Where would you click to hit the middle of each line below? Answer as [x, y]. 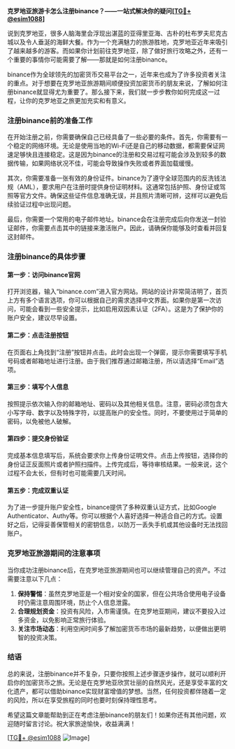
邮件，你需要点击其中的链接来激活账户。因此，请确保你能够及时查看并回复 [120, 228]
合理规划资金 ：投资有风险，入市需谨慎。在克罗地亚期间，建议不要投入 [119, 611]
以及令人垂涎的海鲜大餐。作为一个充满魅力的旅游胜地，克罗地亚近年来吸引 [120, 42]
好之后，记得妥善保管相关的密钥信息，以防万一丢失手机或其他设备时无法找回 [117, 525]
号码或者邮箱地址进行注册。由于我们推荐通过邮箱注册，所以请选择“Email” [113, 360]
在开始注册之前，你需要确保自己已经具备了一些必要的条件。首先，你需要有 [114, 137]
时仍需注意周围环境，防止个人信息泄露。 [76, 602]
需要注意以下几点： [35, 579]
